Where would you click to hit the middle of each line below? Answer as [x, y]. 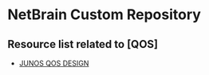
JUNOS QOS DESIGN [54, 63]
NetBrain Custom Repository [104, 15]
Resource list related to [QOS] [83, 44]
